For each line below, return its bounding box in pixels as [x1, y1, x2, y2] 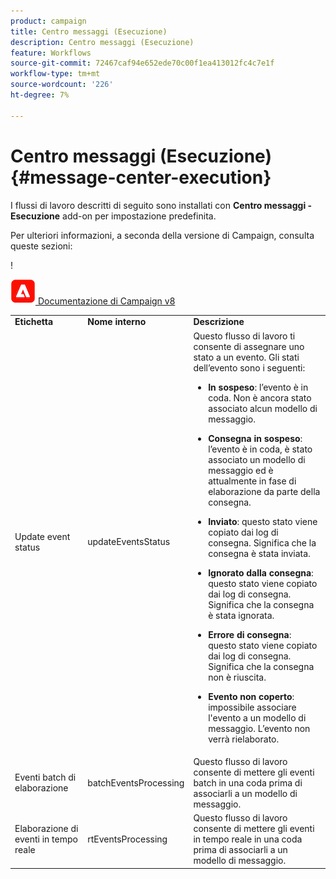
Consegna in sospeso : [208, 432, 303, 444]
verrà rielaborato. [208, 733, 280, 745]
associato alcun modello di [208, 402, 318, 414]
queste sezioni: [10, 240, 73, 252]
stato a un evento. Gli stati [193, 351, 300, 363]
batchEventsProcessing [87, 776, 185, 789]
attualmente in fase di [208, 475, 297, 487]
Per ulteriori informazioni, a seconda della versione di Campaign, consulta [10, 229, 315, 241]
